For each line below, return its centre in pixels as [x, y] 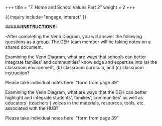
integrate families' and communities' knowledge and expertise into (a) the [81, 62]
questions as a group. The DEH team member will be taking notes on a [78, 42]
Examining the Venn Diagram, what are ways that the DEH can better [76, 92]
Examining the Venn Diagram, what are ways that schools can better [76, 57]
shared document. [24, 47]
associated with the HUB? [32, 108]
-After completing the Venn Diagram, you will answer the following [74, 36]
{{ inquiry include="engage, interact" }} [46, 17]
